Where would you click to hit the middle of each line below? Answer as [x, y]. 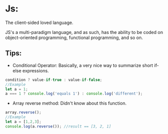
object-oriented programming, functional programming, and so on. [74, 37]
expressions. [36, 70]
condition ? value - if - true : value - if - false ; [54, 80]
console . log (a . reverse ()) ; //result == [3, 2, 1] [58, 126]
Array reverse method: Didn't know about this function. [69, 103]
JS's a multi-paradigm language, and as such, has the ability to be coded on [84, 32]
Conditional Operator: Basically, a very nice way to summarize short [83, 65]
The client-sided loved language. [39, 22]
